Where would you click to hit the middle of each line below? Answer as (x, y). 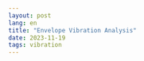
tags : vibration (35, 45)
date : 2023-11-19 (37, 38)
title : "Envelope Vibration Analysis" (72, 30)
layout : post (30, 15)
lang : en (23, 23)
